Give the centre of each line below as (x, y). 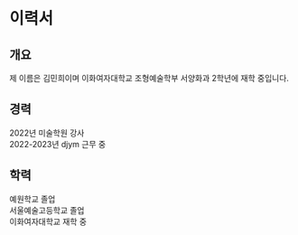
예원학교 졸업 (33, 199)
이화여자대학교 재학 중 (48, 221)
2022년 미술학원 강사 (47, 133)
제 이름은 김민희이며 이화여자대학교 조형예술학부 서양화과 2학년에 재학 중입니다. (149, 78)
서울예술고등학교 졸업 (47, 210)
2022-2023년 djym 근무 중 (58, 144)
